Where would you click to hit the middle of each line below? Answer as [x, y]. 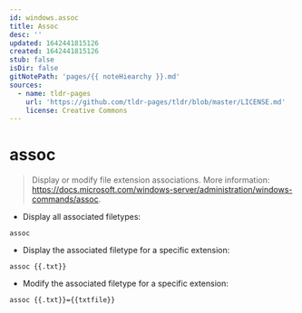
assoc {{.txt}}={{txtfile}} [63, 300]
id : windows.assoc [44, 18]
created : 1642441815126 [54, 52]
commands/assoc [65, 199]
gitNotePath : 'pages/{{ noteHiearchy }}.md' [95, 77]
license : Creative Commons [77, 110]
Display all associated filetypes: [82, 217]
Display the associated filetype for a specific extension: [126, 251]
